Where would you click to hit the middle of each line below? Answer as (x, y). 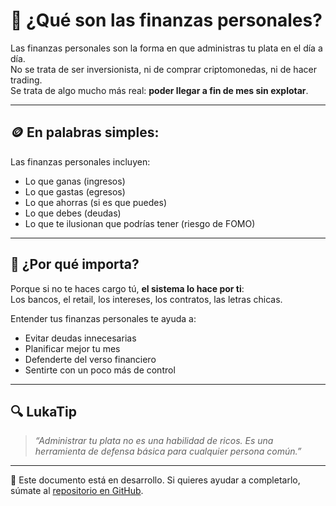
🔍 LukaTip (43, 411)
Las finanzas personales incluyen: (80, 161)
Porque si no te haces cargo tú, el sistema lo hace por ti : (127, 288)
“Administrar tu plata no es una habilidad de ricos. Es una (154, 441)
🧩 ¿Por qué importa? (75, 264)
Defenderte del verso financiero (90, 359)
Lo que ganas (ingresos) (75, 181)
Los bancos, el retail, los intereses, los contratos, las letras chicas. (146, 299)
